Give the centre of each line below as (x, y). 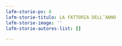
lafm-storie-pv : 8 (29, 12)
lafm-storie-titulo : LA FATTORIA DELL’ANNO (61, 17)
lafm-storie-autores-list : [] (44, 28)
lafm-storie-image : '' (34, 23)
